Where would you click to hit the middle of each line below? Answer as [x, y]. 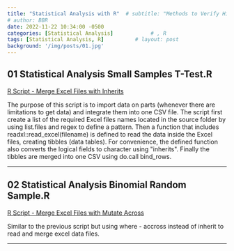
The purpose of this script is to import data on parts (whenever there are [111, 105]
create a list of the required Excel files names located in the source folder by [117, 119]
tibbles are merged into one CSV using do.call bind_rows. [89, 156]
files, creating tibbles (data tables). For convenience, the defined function [112, 142]
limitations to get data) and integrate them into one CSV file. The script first [115, 112]
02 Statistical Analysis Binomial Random [97, 185]
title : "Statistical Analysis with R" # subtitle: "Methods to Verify [113, 14]
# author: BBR [28, 20]
